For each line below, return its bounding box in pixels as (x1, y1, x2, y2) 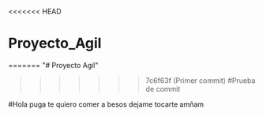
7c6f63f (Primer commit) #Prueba (145, 75, 256, 85)
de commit (145, 84, 181, 93)
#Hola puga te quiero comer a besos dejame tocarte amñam (8, 99, 204, 109)
